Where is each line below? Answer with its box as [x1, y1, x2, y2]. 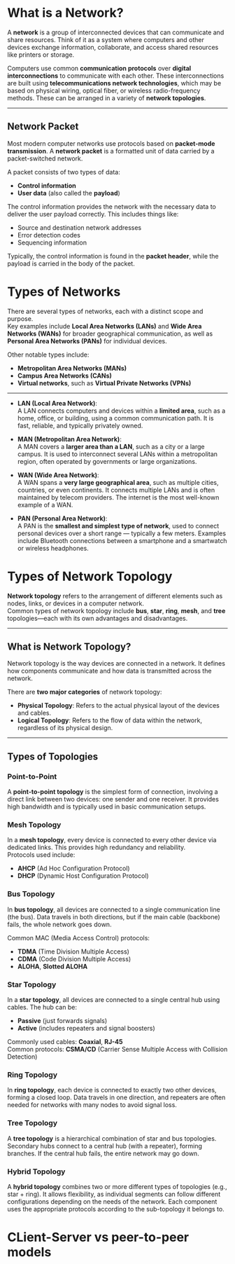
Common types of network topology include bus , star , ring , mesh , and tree [7, 606, 226, 614]
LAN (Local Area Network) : [17, 399, 98, 407]
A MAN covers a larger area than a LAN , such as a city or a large [17, 442, 205, 451]
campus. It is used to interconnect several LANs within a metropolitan [17, 450, 218, 458]
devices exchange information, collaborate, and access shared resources [7, 43, 219, 51]
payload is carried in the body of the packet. [7, 259, 135, 268]
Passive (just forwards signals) [17, 1017, 107, 1025]
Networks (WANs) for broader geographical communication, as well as [7, 329, 213, 338]
